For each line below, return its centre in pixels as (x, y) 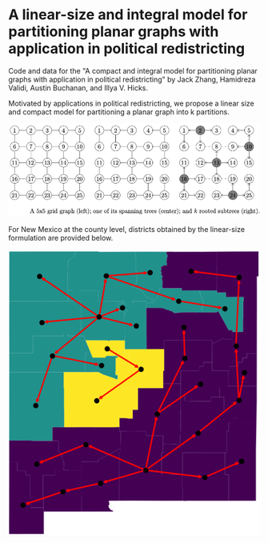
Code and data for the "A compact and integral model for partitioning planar (133, 70)
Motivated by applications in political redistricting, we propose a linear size (131, 103)
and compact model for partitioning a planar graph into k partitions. (119, 112)
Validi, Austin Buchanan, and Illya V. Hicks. (78, 88)
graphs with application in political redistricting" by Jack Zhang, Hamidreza (132, 79)
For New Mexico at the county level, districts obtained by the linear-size (127, 230)
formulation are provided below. (61, 238)
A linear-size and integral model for (128, 15)
